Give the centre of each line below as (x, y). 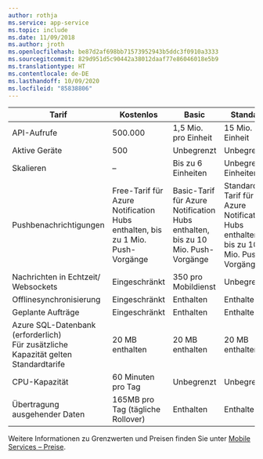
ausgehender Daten (49, 414)
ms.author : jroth (36, 45)
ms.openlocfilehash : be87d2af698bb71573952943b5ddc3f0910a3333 (113, 52)
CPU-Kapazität (40, 382)
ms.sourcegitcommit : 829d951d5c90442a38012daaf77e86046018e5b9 (113, 60)
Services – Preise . (37, 447)
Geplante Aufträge (46, 312)
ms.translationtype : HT (47, 67)
